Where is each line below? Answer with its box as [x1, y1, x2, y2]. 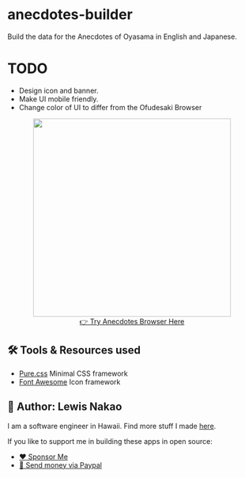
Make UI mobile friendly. [18, 94, 99, 104]
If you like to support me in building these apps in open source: [7, 436, 213, 445]
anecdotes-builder [7, 6, 134, 24]
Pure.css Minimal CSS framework [18, 369, 128, 378]
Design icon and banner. [18, 86, 99, 95]
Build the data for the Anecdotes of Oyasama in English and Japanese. [7, 32, 238, 41]
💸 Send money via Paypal [18, 460, 102, 469]
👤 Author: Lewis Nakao [7, 400, 122, 414]
